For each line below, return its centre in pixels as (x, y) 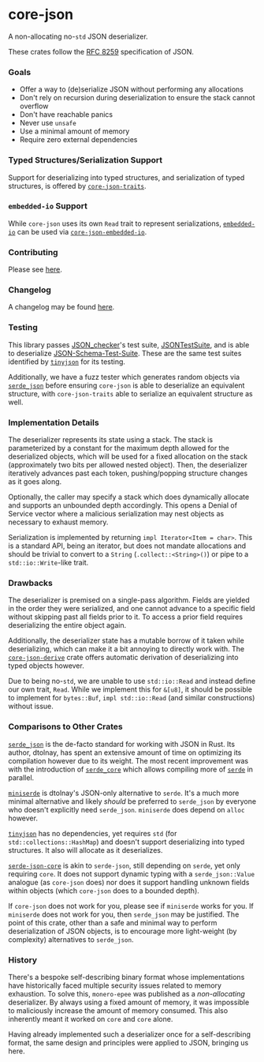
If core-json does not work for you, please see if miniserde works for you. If (131, 906)
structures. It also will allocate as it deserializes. (86, 850)
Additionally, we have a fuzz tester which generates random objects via (124, 377)
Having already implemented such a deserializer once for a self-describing (129, 1034)
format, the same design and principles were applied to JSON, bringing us (128, 1042)
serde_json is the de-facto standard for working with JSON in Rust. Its (121, 744)
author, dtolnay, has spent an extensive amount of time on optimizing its (125, 752)
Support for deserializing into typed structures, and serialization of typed (126, 177)
